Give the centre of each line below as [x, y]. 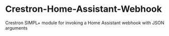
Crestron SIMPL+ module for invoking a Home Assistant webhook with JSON [85, 23]
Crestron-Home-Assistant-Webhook [84, 9]
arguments [16, 28]
